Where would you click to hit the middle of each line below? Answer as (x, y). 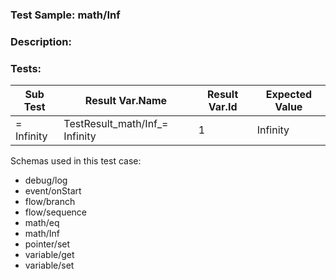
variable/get (49, 255)
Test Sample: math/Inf (65, 15)
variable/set (49, 265)
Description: (41, 41)
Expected (289, 95)
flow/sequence (56, 212)
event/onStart (53, 191)
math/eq (42, 223)
